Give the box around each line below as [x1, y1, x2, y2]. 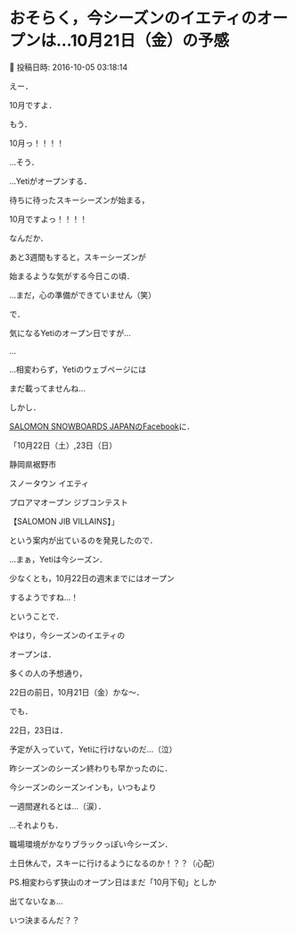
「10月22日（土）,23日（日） [9, 440, 118, 450]
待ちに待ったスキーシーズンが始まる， [9, 194, 150, 206]
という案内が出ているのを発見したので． [9, 534, 158, 545]
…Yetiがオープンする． [9, 175, 92, 186]
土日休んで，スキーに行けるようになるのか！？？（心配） [9, 857, 220, 868]
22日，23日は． [9, 725, 69, 736]
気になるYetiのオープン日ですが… [9, 327, 131, 338]
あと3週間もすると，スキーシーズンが [9, 251, 147, 262]
